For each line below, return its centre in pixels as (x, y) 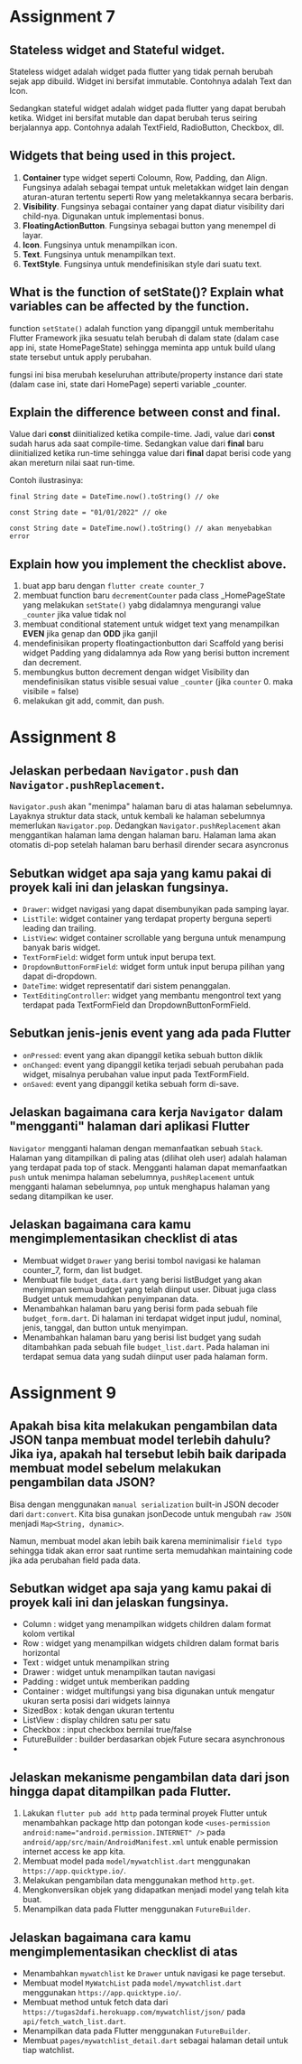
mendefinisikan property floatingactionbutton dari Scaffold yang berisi (153, 644)
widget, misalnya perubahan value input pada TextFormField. (136, 1074)
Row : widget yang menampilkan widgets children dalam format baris (151, 1643)
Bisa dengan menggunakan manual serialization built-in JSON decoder (144, 1504)
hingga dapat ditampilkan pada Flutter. (120, 1791)
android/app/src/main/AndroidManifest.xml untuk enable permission (150, 1842)
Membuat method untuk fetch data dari (95, 2002)
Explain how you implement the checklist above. (148, 564)
